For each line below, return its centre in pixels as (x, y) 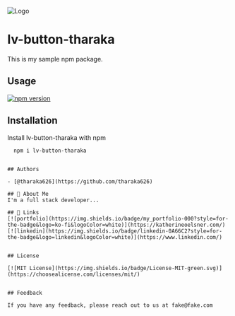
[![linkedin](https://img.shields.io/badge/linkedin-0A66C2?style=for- (115, 231)
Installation (32, 121)
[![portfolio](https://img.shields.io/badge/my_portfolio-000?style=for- (118, 219)
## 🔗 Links (23, 213)
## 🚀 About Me (28, 194)
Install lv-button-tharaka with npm (56, 137)
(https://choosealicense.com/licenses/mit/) (74, 275)
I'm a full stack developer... (53, 200)
